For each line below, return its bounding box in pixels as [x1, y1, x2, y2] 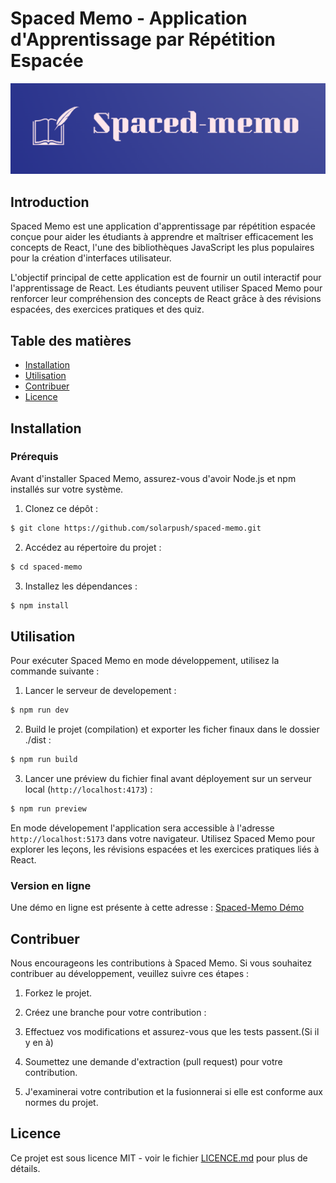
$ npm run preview [10, 803, 87, 814]
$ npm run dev [10, 705, 70, 716]
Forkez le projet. [24, 987, 93, 999]
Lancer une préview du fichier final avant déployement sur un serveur [24, 772, 312, 784]
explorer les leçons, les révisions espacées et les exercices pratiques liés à [10, 843, 320, 855]
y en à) [24, 1036, 54, 1048]
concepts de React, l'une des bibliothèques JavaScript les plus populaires [10, 242, 315, 254]
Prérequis [10, 450, 59, 464]
